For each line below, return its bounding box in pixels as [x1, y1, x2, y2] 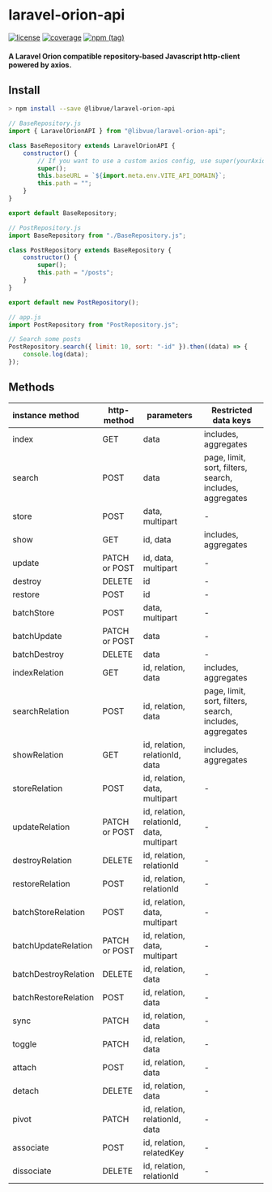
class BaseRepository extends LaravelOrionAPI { [8, 141, 176, 149]
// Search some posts [8, 335, 82, 343]
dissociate [12, 1165, 52, 1177]
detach [12, 1085, 40, 1096]
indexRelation [12, 667, 65, 678]
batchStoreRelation [12, 906, 86, 918]
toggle [12, 1038, 37, 1049]
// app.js [8, 313, 42, 322]
